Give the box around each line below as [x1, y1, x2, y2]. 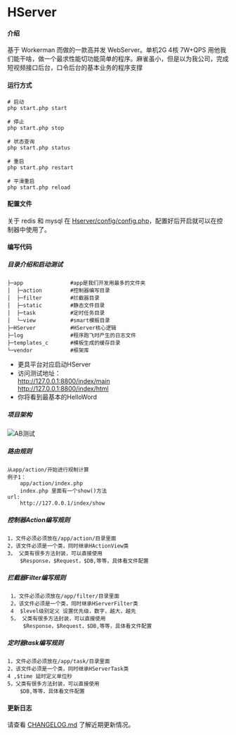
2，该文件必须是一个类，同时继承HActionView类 [7, 543, 129, 550]
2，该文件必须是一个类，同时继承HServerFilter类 [10, 600, 138, 607]
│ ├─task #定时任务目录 [7, 309, 105, 317]
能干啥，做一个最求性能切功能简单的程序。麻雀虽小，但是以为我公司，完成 [13, 54, 229, 63]
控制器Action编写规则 [7, 515, 70, 524]
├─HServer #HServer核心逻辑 [7, 325, 117, 332]
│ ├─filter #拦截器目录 [7, 295, 100, 302]
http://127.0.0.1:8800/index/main [17, 377, 110, 385]
